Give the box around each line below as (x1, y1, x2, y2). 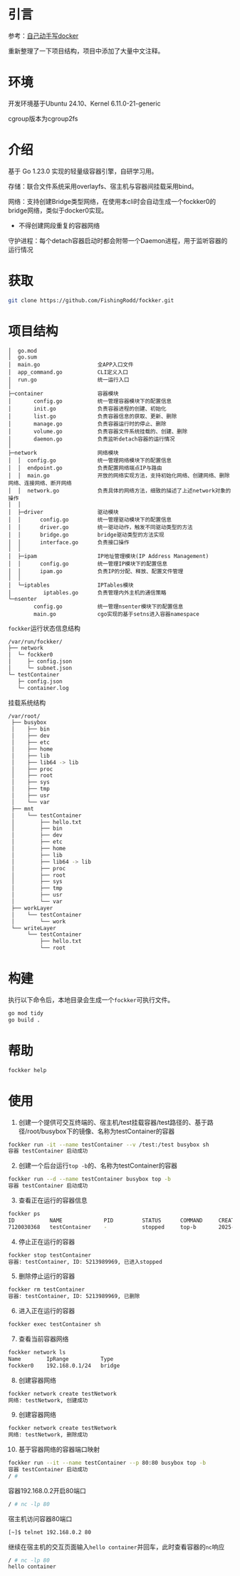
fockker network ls (8, 1349, 66, 1356)
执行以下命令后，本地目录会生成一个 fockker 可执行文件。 (8, 996, 174, 1004)
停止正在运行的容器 (18, 1237, 75, 1246)
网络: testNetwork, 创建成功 (8, 1396, 88, 1404)
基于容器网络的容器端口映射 (18, 1445, 100, 1454)
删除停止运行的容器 (18, 1272, 75, 1280)
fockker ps (8, 1210, 41, 1217)
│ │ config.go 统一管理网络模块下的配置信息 (8, 457, 172, 464)
